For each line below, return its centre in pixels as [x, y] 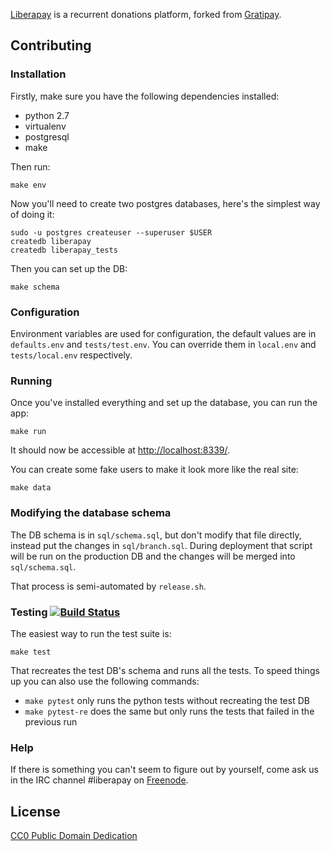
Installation [38, 74]
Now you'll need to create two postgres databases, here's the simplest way [165, 203]
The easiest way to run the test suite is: [91, 633]
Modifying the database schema [91, 513]
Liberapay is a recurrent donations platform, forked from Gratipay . [146, 14]
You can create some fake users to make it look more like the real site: [154, 470]
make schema [35, 287]
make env [28, 185]
